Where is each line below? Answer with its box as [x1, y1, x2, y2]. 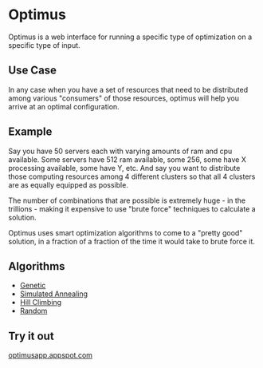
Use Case [8, 64, 57, 77]
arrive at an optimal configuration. [8, 101, 120, 111]
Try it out [8, 329, 54, 342]
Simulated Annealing [19, 289, 88, 299]
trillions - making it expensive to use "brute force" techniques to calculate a [8, 204, 257, 213]
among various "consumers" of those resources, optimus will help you [8, 93, 240, 103]
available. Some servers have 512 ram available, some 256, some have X [8, 154, 247, 164]
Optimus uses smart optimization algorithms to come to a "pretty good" [8, 228, 243, 237]
